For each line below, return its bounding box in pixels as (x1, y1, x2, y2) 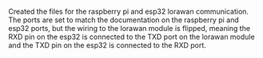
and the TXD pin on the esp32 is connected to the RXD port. (8, 41, 206, 50)
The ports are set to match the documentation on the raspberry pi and (8, 15, 240, 25)
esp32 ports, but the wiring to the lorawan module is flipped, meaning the (8, 24, 250, 33)
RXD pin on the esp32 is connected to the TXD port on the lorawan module (8, 32, 255, 41)
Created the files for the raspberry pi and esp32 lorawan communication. (8, 7, 249, 16)
